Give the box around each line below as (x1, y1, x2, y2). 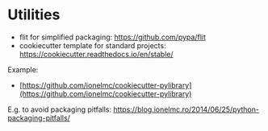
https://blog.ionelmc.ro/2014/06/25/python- (113, 104, 260, 114)
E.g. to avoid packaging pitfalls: (7, 104, 112, 114)
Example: (7, 64, 39, 74)
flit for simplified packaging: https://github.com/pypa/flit (19, 32, 207, 42)
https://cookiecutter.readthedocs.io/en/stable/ (19, 49, 174, 59)
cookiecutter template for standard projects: (19, 40, 166, 50)
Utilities (7, 6, 61, 24)
